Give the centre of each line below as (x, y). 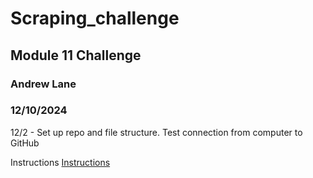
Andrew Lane (43, 84)
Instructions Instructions (60, 162)
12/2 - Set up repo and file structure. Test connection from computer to (156, 132)
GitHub (25, 143)
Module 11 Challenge (76, 55)
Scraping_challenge (95, 18)
